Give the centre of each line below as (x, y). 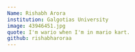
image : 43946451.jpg (37, 26)
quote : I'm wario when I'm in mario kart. (69, 32)
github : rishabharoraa (39, 38)
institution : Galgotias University (58, 20)
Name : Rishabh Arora (37, 13)
